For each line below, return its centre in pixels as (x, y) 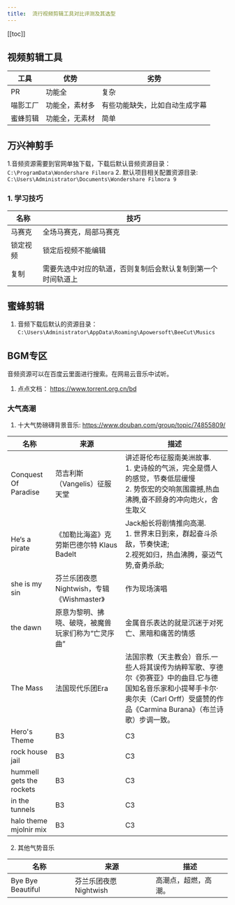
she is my (26, 584)
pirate (20, 548)
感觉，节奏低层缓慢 (164, 478)
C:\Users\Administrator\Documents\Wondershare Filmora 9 (92, 180)
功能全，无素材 (71, 118)
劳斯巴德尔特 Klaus (86, 545)
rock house (29, 752)
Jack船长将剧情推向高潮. (165, 523)
